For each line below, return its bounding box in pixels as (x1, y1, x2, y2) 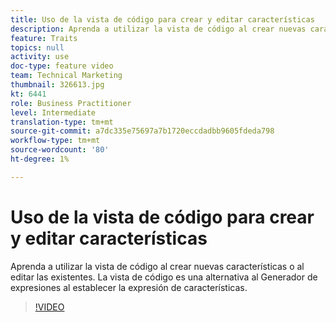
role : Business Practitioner (10, 98, 132, 108)
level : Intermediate (10, 107, 97, 118)
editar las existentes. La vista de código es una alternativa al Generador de (10, 271, 318, 283)
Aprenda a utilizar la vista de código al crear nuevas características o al (10, 260, 305, 272)
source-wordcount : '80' (10, 145, 110, 155)
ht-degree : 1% (10, 154, 70, 164)
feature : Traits (10, 33, 78, 43)
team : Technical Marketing (10, 71, 123, 81)
